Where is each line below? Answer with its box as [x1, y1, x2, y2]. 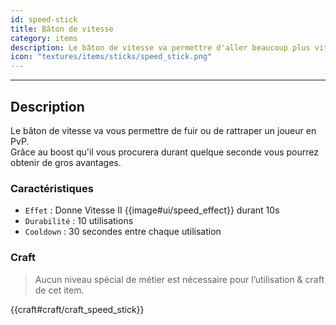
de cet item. [34, 284, 85, 296]
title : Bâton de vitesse [10, 24, 114, 34]
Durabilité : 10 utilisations [24, 215, 134, 227]
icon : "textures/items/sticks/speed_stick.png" [10, 52, 213, 62]
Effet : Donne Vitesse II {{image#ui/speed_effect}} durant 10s [24, 204, 280, 216]
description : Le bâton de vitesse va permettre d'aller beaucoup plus [10, 42, 311, 53]
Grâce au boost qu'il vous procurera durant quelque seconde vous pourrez [10, 146, 320, 158]
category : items [10, 33, 78, 43]
